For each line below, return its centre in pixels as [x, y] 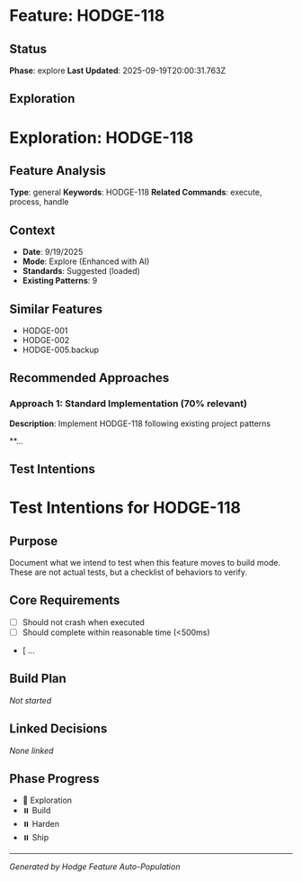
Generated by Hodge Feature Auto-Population [95, 867]
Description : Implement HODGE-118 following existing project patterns [140, 423]
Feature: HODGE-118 [87, 16]
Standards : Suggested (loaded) [81, 271]
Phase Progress [54, 779]
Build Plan [38, 679]
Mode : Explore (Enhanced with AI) [86, 261]
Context [32, 230]
